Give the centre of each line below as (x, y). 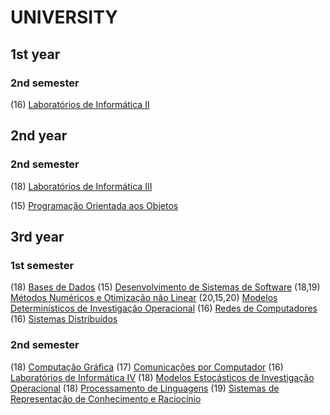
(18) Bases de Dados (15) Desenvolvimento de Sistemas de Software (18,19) (165, 287)
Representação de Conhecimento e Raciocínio (106, 398)
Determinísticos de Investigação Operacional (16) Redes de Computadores (164, 308)
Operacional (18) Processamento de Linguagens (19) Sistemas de (145, 388)
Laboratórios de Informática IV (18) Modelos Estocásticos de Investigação (162, 377)
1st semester (42, 265)
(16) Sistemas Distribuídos (64, 319)
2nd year (39, 136)
